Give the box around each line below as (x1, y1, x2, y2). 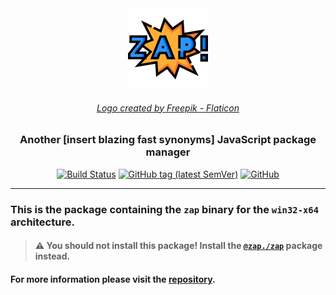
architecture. (10, 215, 75, 229)
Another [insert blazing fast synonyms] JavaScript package (19, 133, 317, 147)
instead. (34, 250, 71, 262)
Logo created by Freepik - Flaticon (96, 102, 240, 114)
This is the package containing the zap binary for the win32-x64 (10, 202, 320, 216)
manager (145, 145, 191, 159)
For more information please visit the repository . (10, 273, 216, 285)
